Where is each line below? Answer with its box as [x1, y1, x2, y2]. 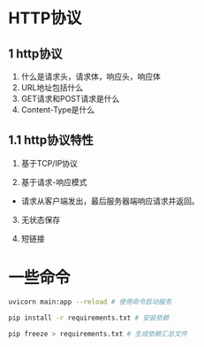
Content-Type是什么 [20, 104, 95, 115]
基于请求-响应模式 [20, 176, 87, 187]
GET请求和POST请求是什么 [20, 94, 120, 104]
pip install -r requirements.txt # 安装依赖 [8, 313, 170, 322]
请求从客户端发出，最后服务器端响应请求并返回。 [20, 196, 200, 206]
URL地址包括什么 [20, 82, 84, 93]
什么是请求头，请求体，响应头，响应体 [20, 72, 161, 81]
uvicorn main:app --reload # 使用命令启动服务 [8, 297, 172, 306]
